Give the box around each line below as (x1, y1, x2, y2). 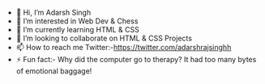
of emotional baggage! (15, 66, 92, 76)
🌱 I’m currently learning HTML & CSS (15, 25, 139, 34)
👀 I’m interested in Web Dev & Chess (15, 16, 139, 26)
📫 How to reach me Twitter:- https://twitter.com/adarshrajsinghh (15, 43, 232, 52)
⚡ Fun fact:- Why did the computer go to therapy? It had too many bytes (15, 55, 257, 64)
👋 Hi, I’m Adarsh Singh (15, 8, 92, 17)
